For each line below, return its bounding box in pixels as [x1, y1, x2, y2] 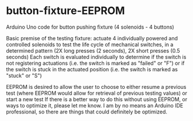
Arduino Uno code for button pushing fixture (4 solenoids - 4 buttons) [6, 23, 174, 30]
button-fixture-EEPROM [6, 4, 125, 18]
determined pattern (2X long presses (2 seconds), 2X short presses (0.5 [6, 47, 180, 54]
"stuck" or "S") [6, 72, 42, 79]
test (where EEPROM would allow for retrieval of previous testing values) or [6, 89, 188, 96]
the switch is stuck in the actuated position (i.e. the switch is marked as [6, 65, 178, 72]
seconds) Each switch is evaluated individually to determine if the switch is [6, 53, 187, 60]
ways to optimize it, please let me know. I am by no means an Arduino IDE [6, 102, 184, 109]
